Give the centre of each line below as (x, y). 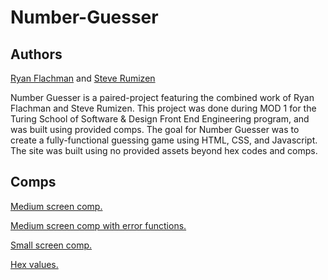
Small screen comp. (51, 245)
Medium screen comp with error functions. (98, 225)
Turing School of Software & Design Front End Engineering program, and (160, 119)
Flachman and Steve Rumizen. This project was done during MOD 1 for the (163, 108)
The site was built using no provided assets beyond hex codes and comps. (164, 150)
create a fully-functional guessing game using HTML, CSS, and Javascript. (164, 140)
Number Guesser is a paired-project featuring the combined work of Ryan (162, 97)
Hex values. (34, 264)
